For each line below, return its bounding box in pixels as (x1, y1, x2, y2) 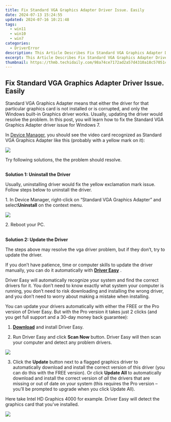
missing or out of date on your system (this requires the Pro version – (12, 380, 158, 386)
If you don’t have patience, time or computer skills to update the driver (5, 262, 153, 268)
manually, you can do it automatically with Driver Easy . (5, 267, 122, 273)
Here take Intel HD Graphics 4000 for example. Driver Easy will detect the (5, 395, 160, 402)
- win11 (10, 27, 26, 32)
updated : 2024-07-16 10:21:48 (5, 17, 70, 22)
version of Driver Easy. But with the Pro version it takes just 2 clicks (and (5, 309, 157, 315)
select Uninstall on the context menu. (5, 202, 83, 208)
